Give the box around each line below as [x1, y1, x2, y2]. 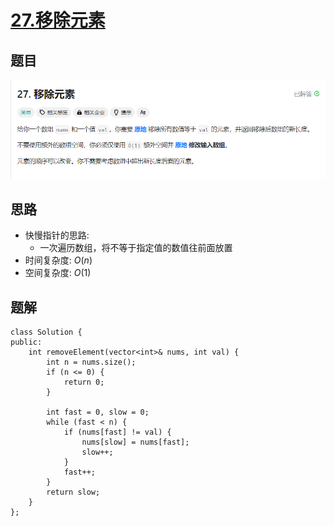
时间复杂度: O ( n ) [24, 254, 93, 266]
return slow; [46, 487, 101, 498]
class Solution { [10, 327, 83, 338]
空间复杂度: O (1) [24, 267, 92, 279]
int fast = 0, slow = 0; [46, 407, 150, 418]
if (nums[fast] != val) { [63, 427, 172, 438]
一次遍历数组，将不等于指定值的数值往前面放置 [39, 242, 233, 254]
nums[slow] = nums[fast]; [81, 437, 190, 448]
